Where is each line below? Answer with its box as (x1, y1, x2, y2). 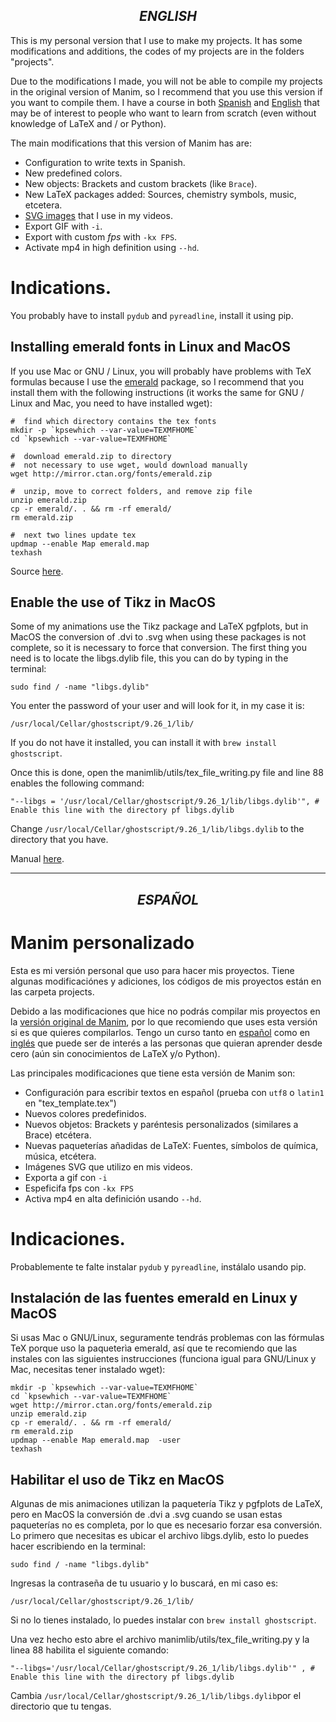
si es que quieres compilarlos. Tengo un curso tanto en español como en (10, 1026, 311, 1038)
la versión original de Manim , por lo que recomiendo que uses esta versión (10, 1015, 318, 1028)
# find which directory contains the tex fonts (10, 416, 217, 426)
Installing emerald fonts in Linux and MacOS (10, 339, 291, 356)
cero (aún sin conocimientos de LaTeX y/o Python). (10, 1047, 221, 1059)
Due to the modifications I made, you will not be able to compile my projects (10, 75, 323, 87)
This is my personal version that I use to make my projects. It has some (10, 34, 303, 46)
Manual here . (10, 853, 65, 865)
